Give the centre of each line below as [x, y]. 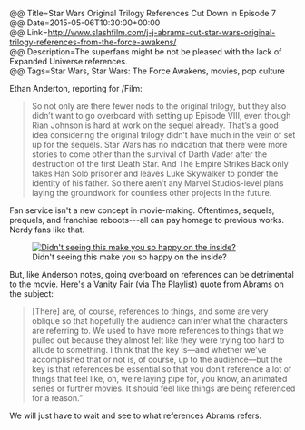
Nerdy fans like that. [47, 230]
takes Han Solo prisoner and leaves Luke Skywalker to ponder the [155, 173]
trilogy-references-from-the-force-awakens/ [93, 42]
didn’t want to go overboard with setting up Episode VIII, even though [161, 116]
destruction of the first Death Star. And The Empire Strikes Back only [160, 164]
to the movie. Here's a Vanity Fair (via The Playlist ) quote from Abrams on [147, 284]
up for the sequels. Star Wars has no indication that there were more [159, 145]
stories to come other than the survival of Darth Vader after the [149, 154]
